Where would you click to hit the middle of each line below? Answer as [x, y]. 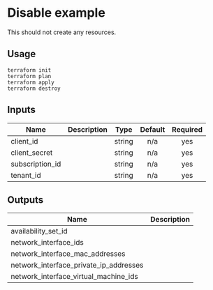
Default [153, 129]
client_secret [32, 153]
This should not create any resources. [62, 32]
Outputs [25, 200]
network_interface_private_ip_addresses [77, 265]
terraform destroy [34, 89]
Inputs [22, 110]
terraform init [29, 70]
